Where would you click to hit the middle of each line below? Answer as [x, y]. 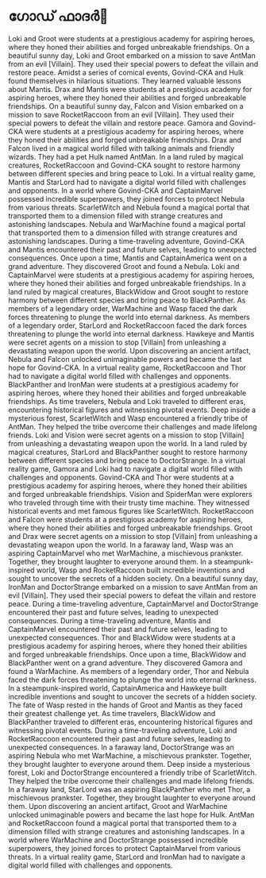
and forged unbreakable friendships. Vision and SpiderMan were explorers [130, 494]
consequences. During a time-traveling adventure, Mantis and [110, 620]
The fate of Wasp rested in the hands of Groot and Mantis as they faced [126, 705]
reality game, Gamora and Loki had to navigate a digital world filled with [125, 468]
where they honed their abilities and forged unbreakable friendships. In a [127, 283]
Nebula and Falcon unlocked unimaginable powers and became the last [125, 359]
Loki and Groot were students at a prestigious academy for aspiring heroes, [132, 38]
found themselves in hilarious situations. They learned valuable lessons [125, 81]
